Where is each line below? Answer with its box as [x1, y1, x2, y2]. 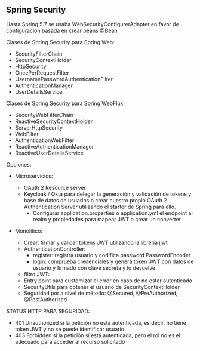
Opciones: [6, 161, 32, 168]
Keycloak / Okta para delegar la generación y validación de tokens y [23, 190, 192, 198]
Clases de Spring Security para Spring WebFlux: [6, 100, 125, 107]
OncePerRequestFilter [14, 69, 70, 76]
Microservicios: [14, 173, 53, 180]
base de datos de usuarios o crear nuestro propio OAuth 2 [23, 196, 167, 204]
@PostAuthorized [23, 295, 67, 303]
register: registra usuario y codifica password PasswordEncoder [32, 251, 191, 258]
